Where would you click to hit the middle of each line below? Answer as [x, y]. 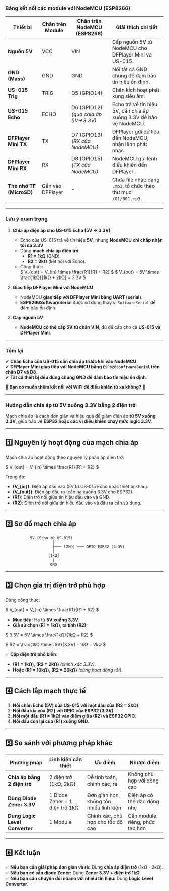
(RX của [81, 141]
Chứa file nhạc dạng [136, 180]
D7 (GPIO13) [87, 135]
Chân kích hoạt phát [136, 90]
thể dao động [144, 802]
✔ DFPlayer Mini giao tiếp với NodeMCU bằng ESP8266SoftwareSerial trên [82, 367]
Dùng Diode [22, 798]
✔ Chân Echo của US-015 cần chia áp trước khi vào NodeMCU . [71, 361]
